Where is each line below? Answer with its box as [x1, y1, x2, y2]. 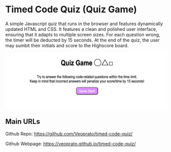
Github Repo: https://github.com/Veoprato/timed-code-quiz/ [5, 131, 133, 137]
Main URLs [5, 117, 40, 126]
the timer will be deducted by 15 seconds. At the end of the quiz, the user [5, 37, 160, 43]
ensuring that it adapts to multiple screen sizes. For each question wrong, [5, 31, 160, 37]
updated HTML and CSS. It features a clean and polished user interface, [5, 26, 158, 32]
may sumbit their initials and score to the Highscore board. [5, 42, 129, 48]
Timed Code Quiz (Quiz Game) [5, 4, 137, 15]
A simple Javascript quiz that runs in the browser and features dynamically [5, 21, 163, 27]
